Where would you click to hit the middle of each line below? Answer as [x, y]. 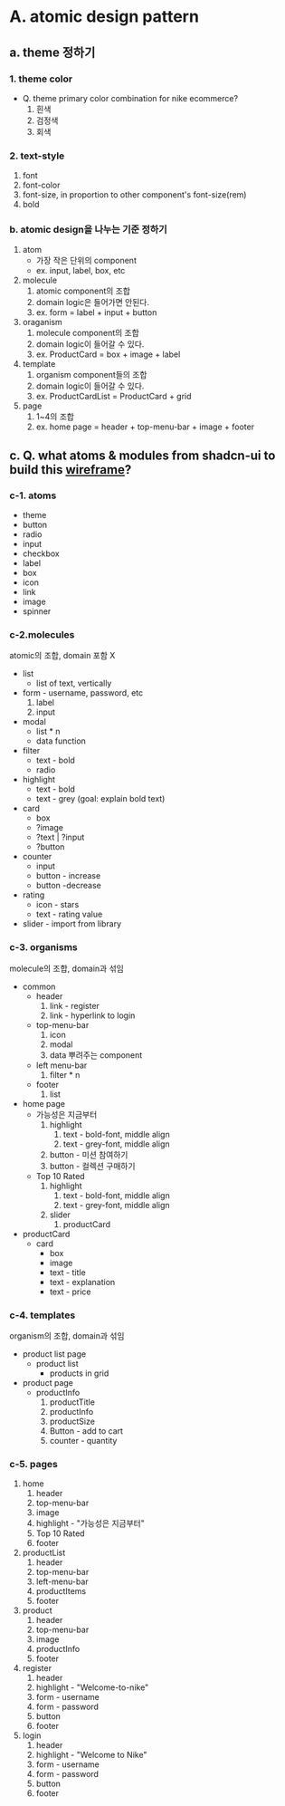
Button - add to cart [86, 1431]
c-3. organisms [44, 947]
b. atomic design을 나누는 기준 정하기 [88, 230]
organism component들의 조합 [91, 375]
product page [48, 1383]
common [39, 986]
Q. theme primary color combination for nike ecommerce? [130, 98]
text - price [71, 1292]
